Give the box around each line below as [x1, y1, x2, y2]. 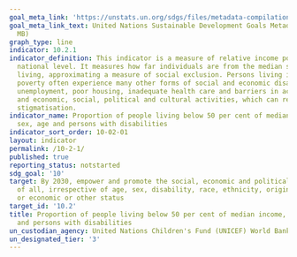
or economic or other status [17, 193, 125, 203]
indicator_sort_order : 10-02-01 [9, 128, 128, 137]
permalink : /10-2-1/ [9, 144, 86, 153]
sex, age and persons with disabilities [17, 120, 168, 129]
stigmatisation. [17, 103, 77, 112]
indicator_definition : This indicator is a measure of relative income [9, 54, 278, 63]
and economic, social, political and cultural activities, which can [17, 94, 278, 104]
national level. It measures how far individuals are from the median [17, 63, 283, 72]
